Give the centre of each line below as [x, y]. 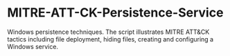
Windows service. [33, 46]
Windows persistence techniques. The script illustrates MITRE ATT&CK [108, 32]
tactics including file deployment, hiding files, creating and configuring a [110, 39]
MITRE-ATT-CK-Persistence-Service [115, 13]
